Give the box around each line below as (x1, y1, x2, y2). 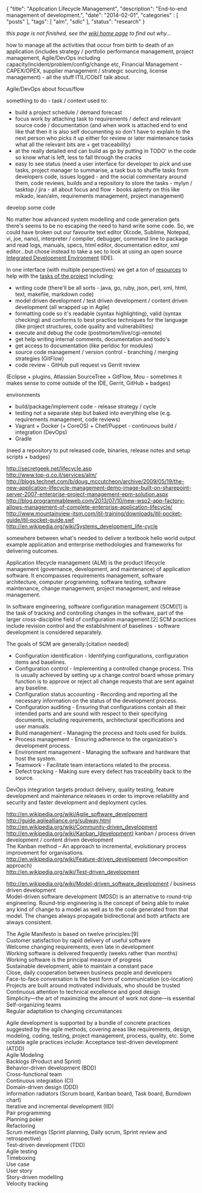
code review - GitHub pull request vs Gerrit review (14, 361, 140, 368)
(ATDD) (6, 1045, 25, 1052)
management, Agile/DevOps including (6, 54, 101, 61)
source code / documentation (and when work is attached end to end (14, 122, 188, 129)
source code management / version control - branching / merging (14, 348, 178, 356)
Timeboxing (6, 1154, 36, 1161)
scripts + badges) (6, 453, 51, 460)
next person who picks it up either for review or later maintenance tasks (14, 134, 194, 142)
